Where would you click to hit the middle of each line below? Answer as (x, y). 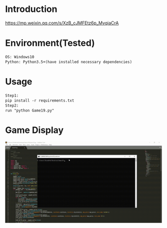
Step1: (12, 96)
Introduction (31, 9)
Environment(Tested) (50, 43)
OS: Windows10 (20, 57)
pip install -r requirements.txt (40, 101)
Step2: (12, 106)
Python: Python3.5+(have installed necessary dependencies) (69, 62)
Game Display (34, 130)
